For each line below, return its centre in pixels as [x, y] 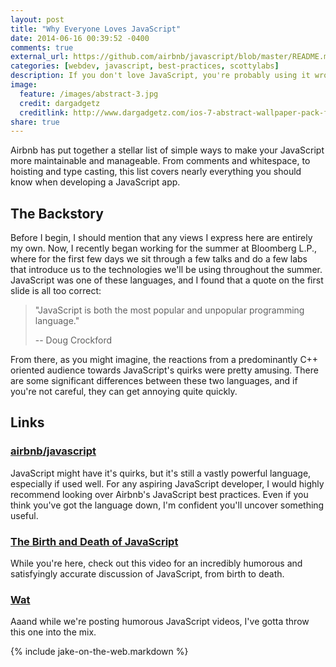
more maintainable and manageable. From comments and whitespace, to [160, 161]
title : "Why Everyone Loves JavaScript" [96, 29]
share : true [35, 122]
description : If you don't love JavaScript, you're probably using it [160, 76]
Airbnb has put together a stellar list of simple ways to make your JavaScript [167, 150]
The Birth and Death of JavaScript [94, 541]
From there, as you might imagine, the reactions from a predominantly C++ [164, 360]
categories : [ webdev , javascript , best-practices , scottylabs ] [145, 66]
